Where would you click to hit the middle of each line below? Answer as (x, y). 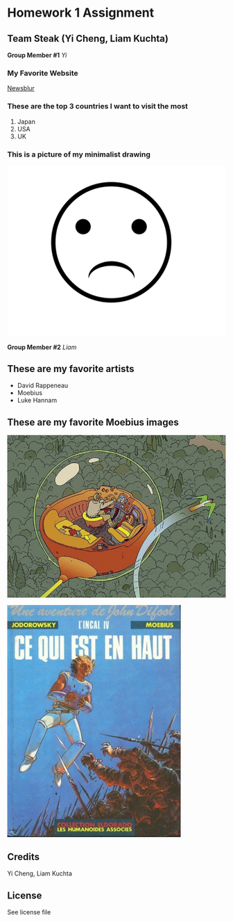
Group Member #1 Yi (37, 55)
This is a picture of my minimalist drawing (79, 154)
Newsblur (21, 88)
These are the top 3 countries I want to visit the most (98, 106)
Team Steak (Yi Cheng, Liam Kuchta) (88, 39)
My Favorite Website (43, 73)
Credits (24, 857)
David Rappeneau (43, 386)
